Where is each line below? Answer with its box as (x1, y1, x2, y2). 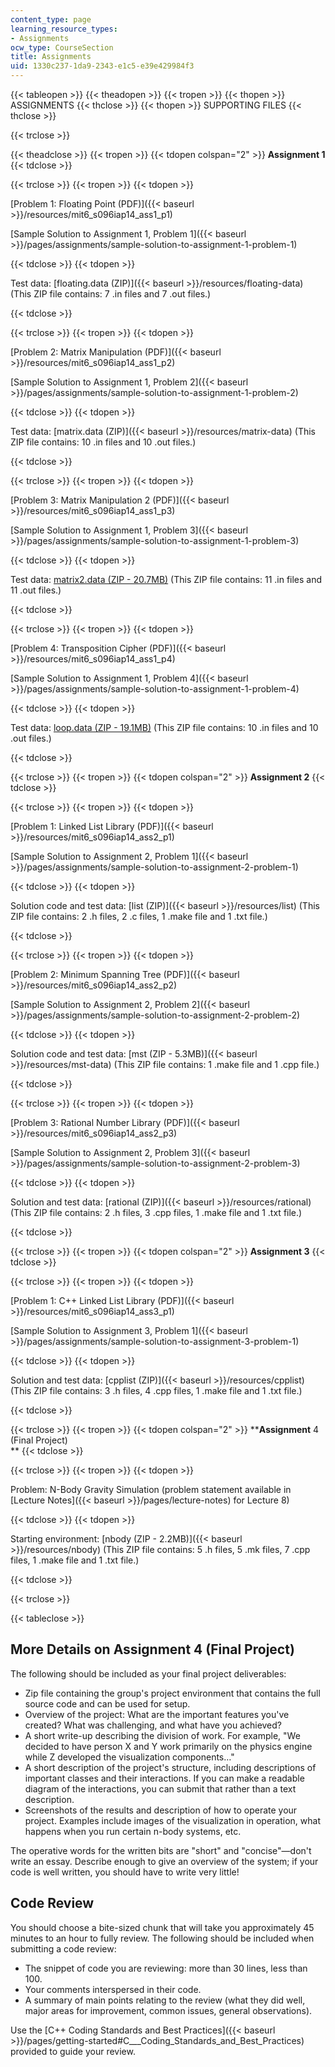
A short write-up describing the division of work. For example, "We (24, 1729, 301, 1741)
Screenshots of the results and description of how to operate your (24, 1804, 298, 1816)
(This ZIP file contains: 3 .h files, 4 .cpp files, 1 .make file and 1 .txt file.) (10, 1385, 303, 1396)
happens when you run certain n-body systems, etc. (24, 1825, 242, 1837)
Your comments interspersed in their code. (24, 1983, 202, 1995)
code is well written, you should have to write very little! (10, 1866, 240, 1878)
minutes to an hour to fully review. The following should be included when (10, 1932, 315, 1944)
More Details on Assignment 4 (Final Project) (10, 1641, 295, 1658)
